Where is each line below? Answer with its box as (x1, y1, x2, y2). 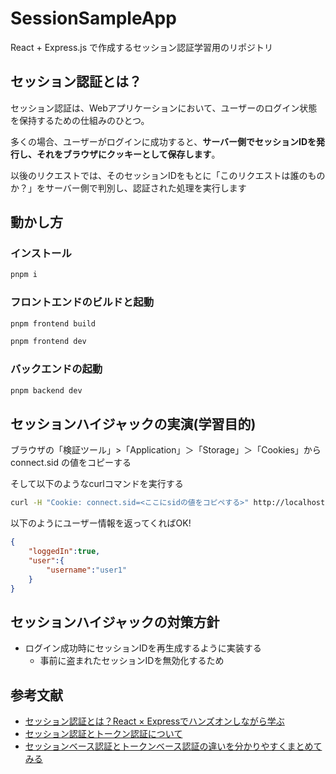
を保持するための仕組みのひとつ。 (10, 114, 150, 126)
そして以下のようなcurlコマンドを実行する (10, 478, 184, 490)
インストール (10, 247, 72, 261)
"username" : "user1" (46, 565, 128, 575)
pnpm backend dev (10, 385, 83, 396)
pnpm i (10, 270, 38, 280)
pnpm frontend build (10, 318, 97, 329)
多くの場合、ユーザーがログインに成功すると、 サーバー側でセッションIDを (10, 135, 317, 147)
